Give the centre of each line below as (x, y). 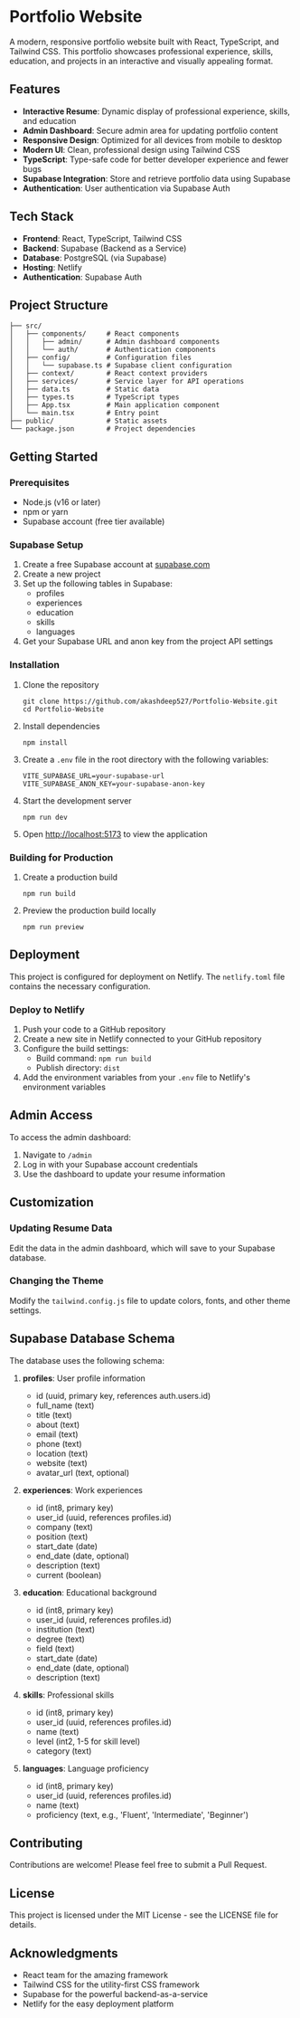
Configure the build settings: (75, 1049)
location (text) (62, 1453)
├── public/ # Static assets (89, 421)
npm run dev (45, 817)
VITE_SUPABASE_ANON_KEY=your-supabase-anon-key (113, 784)
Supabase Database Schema (92, 1339)
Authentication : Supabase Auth (82, 277)
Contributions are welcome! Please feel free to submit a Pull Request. (138, 1865)
